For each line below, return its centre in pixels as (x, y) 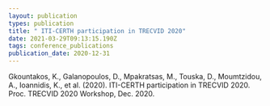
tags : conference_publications (61, 46)
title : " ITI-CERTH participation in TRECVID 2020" (97, 31)
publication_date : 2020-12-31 (59, 53)
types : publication (41, 23)
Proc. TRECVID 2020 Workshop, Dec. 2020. (82, 93)
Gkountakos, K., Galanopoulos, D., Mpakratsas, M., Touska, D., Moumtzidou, (135, 76)
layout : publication (43, 16)
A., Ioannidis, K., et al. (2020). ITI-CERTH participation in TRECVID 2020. (129, 85)
